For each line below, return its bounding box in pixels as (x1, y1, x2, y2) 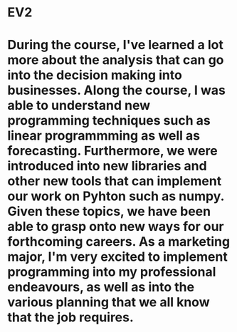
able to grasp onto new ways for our (7, 219, 224, 235)
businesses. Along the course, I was (7, 83, 226, 98)
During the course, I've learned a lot (7, 37, 224, 53)
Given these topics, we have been (7, 204, 211, 219)
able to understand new (7, 98, 151, 114)
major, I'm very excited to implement (7, 249, 228, 265)
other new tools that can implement (7, 173, 222, 190)
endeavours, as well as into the (7, 279, 194, 296)
